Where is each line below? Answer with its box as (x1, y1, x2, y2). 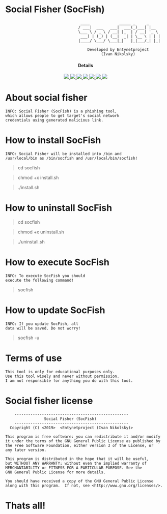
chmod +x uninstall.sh (17, 229, 65, 235)
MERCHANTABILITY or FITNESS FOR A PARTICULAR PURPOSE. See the (5, 465, 143, 470)
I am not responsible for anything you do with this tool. (5, 378, 133, 383)
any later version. (5, 447, 47, 452)
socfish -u (17, 335, 40, 341)
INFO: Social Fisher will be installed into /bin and (5, 152, 122, 157)
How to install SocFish (5, 135, 101, 146)
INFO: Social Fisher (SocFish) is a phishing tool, (5, 109, 117, 114)
